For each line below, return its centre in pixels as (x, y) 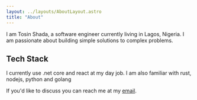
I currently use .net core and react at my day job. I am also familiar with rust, (99, 73)
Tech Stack (27, 59)
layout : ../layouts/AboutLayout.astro (54, 12)
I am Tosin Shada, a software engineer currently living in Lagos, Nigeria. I (95, 34)
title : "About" (25, 17)
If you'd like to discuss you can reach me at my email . (72, 91)
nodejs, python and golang (39, 79)
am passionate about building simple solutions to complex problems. (90, 40)
